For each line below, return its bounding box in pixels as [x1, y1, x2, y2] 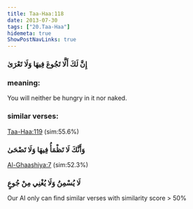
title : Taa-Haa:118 [7, 10, 64, 17]
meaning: [7, 78, 41, 87]
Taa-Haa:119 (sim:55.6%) [7, 127, 79, 136]
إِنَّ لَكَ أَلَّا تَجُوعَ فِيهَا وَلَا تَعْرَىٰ [7, 59, 87, 69]
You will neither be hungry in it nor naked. [7, 94, 127, 102]
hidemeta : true [7, 29, 52, 37]
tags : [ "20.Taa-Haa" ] [7, 23, 71, 30]
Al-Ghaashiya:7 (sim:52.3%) [7, 160, 89, 168]
